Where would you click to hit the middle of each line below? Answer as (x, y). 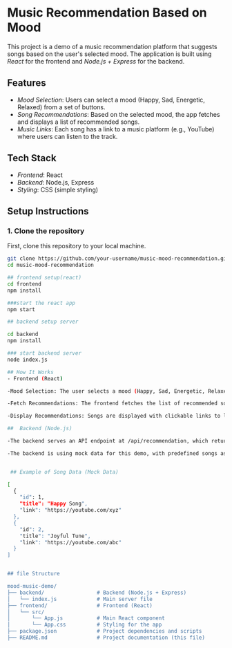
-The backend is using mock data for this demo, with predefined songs (112, 453)
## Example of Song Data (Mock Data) (64, 472)
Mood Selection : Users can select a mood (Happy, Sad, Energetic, (111, 100)
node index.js (28, 360)
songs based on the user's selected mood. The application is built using (109, 54)
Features (27, 83)
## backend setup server (43, 322)
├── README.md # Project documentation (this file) (106, 638)
